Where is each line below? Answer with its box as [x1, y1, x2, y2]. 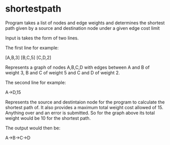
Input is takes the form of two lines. [5, 35, 79, 41]
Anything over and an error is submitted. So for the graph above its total [5, 110, 155, 116]
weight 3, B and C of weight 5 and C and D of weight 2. [5, 69, 120, 76]
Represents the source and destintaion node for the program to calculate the [5, 99, 165, 105]
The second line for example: [5, 79, 66, 85]
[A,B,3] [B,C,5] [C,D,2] [5, 54, 52, 61]
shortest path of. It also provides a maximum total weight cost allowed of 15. [5, 104, 163, 110]
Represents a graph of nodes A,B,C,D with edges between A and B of [5, 64, 150, 70]
